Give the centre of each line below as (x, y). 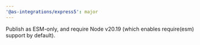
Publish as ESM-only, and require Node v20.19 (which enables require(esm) (100, 29)
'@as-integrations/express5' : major (52, 12)
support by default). (31, 35)
